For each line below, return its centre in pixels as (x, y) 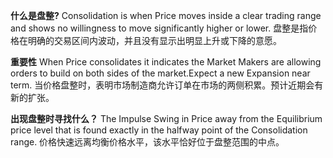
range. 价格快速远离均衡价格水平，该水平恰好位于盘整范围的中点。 (147, 142)
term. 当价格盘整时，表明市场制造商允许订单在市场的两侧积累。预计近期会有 (167, 85)
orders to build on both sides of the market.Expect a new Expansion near (160, 73)
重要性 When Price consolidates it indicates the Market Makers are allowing (166, 62)
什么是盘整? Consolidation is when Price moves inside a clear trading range (166, 15)
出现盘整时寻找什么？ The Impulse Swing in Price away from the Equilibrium (166, 118)
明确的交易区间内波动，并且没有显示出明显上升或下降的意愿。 (154, 40)
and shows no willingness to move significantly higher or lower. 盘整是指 (159, 28)
